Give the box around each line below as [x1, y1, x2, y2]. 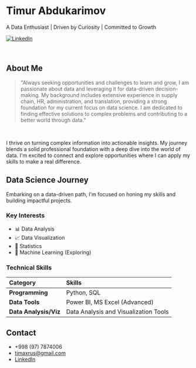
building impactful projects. [6, 197, 72, 204]
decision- [155, 85, 178, 92]
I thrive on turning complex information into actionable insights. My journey [6, 139, 188, 146]
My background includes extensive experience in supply [40, 91, 178, 98]
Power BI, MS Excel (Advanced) [66, 298, 154, 306]
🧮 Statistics [14, 242, 42, 249]
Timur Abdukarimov [6, 4, 106, 18]
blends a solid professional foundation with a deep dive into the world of [6, 145, 181, 152]
